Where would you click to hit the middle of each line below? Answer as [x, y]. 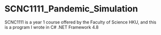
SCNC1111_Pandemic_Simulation [71, 9]
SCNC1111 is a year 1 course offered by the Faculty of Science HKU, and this [80, 22]
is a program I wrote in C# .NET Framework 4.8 [52, 27]
